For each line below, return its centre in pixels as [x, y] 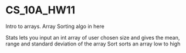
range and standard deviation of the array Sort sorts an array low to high [93, 44]
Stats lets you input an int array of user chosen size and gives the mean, [93, 37]
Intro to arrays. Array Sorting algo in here [55, 26]
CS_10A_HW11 [40, 10]
